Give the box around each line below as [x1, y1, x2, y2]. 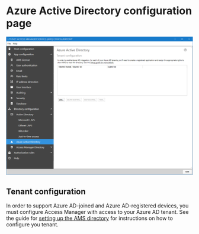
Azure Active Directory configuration [6, 4, 192, 18]
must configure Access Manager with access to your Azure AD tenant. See [6, 209, 189, 216]
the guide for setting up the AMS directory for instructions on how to [6, 214, 174, 222]
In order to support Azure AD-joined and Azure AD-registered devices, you [6, 202, 189, 209]
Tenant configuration [6, 186, 86, 196]
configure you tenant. [6, 221, 59, 228]
